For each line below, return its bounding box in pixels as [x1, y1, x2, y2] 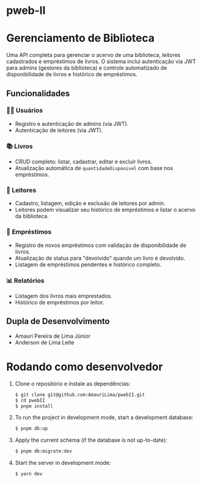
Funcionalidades [6, 88, 71, 99]
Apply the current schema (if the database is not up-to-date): [14, 436, 168, 444]
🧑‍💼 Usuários [6, 107, 43, 115]
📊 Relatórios [6, 276, 45, 284]
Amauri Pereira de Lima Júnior [14, 332, 90, 340]
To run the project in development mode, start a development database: [14, 414, 194, 421]
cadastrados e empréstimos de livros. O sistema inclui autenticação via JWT [6, 58, 196, 65]
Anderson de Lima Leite [14, 338, 74, 346]
